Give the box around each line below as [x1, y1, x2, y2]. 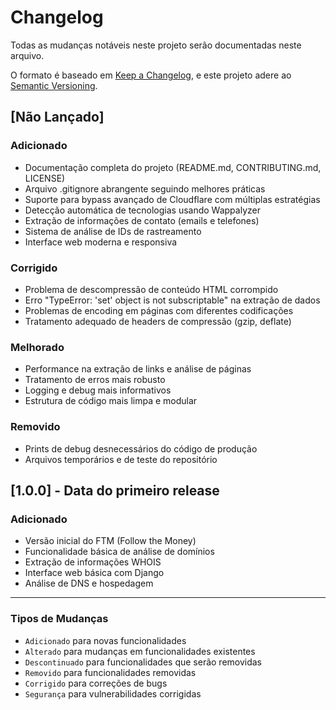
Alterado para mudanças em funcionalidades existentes [24, 645, 256, 657]
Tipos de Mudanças [10, 612, 109, 626]
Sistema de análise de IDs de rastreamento [24, 225, 202, 237]
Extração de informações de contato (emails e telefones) [24, 214, 260, 226]
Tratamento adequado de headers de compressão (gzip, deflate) [24, 315, 292, 327]
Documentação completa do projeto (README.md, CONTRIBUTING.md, [24, 161, 322, 173]
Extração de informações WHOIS [24, 556, 162, 568]
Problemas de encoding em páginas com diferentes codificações [24, 304, 294, 316]
